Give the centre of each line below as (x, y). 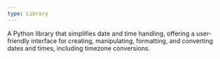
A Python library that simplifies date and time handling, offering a (101, 33)
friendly (19, 41)
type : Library (28, 14)
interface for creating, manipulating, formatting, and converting (122, 41)
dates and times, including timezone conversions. (79, 48)
